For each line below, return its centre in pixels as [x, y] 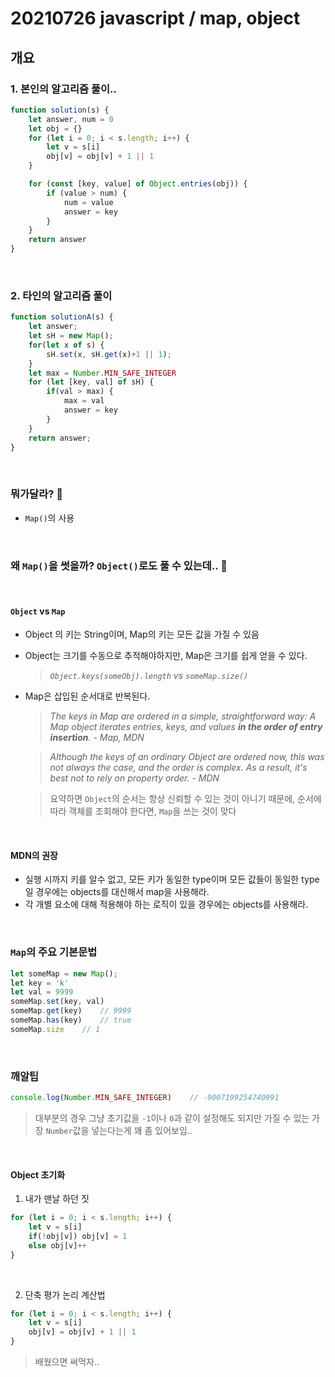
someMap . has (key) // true [71, 1020]
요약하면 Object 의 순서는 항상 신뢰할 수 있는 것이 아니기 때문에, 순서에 [185, 799]
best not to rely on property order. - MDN [134, 778]
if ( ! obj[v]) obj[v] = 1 [78, 1236]
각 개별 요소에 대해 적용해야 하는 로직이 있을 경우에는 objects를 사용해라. [166, 904]
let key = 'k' [40, 983]
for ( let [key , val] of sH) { [91, 382]
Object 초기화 [38, 1174]
